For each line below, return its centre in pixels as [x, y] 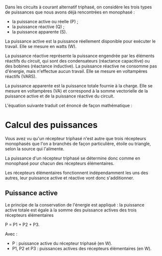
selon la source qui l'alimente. [35, 149]
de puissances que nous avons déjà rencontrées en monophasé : [70, 12]
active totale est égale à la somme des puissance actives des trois [71, 210]
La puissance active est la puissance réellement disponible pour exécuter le [80, 41]
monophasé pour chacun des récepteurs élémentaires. [60, 163]
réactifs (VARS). [21, 76]
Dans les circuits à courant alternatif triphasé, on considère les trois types [79, 7]
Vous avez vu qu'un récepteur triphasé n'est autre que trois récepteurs [76, 138]
